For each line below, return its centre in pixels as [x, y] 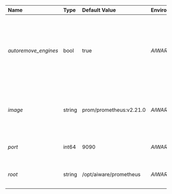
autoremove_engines [33, 51]
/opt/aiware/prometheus [111, 174]
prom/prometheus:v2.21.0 [114, 110]
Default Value [99, 10]
